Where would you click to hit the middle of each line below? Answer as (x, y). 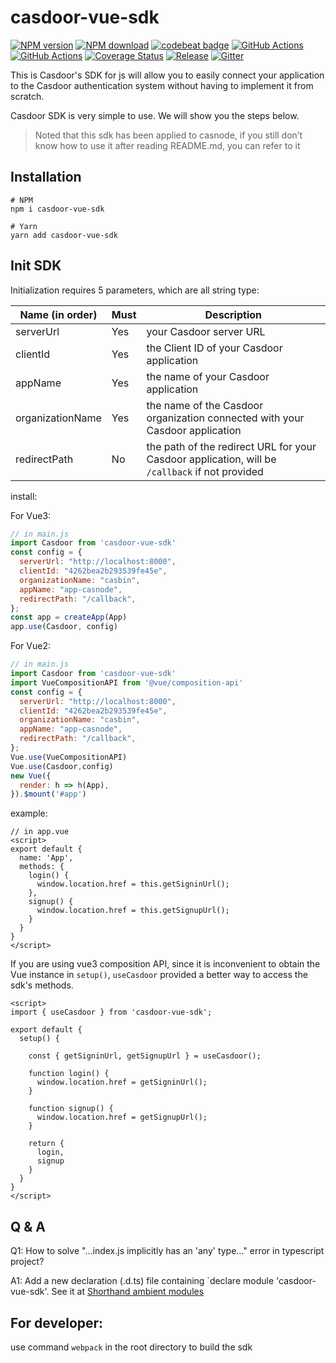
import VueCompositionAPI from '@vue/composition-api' (127, 682)
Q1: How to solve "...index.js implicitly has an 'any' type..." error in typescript (167, 1251)
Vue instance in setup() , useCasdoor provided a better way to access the (159, 975)
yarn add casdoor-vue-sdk (64, 235)
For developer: (57, 1322)
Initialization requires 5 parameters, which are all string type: (135, 290)
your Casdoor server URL (206, 331)
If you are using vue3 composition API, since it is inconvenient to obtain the (165, 964)
